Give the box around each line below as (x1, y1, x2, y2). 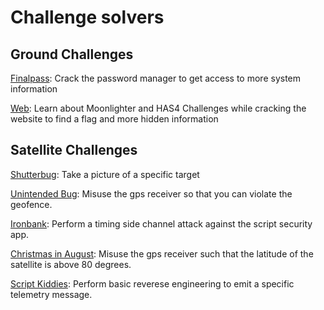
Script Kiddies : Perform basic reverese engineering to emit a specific (10, 277, 295, 290)
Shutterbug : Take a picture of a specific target (10, 168, 200, 180)
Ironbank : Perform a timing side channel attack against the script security (10, 217, 313, 230)
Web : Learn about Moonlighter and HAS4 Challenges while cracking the (10, 102, 307, 114)
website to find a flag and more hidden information (10, 113, 219, 125)
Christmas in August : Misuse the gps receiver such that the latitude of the (10, 247, 314, 260)
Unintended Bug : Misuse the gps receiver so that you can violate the (10, 187, 293, 200)
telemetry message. (10, 288, 93, 300)
